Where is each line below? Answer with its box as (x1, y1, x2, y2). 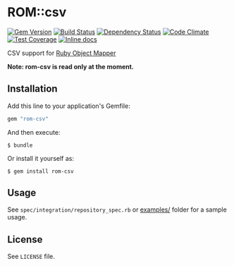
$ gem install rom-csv (7, 167, 74, 175)
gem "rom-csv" (7, 115, 49, 122)
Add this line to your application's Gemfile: (7, 102, 130, 110)
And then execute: (7, 128, 61, 136)
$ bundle (7, 142, 33, 149)
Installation (7, 83, 58, 95)
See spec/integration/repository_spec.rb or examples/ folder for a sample (7, 205, 227, 214)
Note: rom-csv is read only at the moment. (7, 62, 134, 71)
